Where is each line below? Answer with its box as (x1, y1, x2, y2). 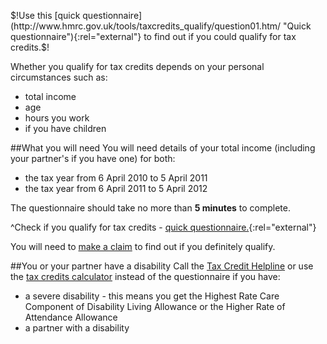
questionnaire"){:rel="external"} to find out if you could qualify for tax (10, 31, 297, 42)
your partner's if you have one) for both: (10, 153, 176, 164)
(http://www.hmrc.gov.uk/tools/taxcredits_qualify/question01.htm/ (10, 20, 282, 32)
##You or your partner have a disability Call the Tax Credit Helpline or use (10, 260, 314, 272)
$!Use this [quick (10, 10, 81, 21)
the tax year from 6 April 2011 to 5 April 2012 (24, 183, 208, 194)
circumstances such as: (10, 71, 108, 83)
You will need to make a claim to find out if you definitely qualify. (10, 241, 276, 252)
